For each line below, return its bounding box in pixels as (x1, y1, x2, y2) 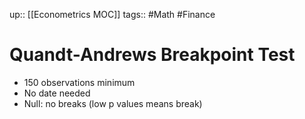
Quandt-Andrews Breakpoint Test (9, 44, 296, 66)
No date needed (23, 87, 91, 99)
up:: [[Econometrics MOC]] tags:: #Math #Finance (9, 9, 216, 20)
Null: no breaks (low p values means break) (23, 97, 203, 109)
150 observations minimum (23, 76, 136, 88)
